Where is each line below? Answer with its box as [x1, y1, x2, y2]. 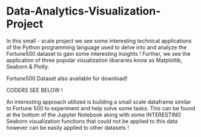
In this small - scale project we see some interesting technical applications [6, 37, 192, 44]
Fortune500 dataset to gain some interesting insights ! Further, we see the [6, 50, 191, 57]
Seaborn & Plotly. [6, 62, 50, 70]
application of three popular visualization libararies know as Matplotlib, [6, 56, 183, 64]
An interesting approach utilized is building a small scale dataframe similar [6, 98, 191, 105]
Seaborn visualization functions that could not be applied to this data [6, 117, 178, 125]
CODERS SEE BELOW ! [6, 86, 63, 93]
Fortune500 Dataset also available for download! [6, 75, 128, 82]
